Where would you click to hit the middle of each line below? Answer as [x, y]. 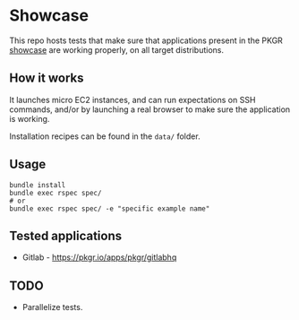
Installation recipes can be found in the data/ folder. [105, 136]
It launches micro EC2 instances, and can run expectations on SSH [132, 99]
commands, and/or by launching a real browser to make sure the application [150, 109]
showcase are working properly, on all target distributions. [117, 49]
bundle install [38, 185]
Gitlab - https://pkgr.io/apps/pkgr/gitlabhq [99, 257]
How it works [47, 78]
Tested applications [66, 235]
